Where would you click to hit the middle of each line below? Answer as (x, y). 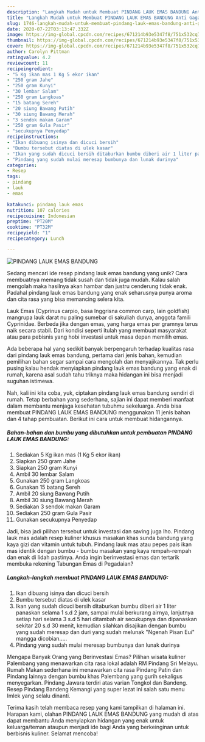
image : (15, 35)
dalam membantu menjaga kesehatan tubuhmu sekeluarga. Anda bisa (94, 406)
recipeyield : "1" (29, 233)
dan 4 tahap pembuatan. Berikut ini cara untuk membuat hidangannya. (95, 419)
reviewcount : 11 (27, 63)
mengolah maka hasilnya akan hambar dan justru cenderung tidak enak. (97, 286)
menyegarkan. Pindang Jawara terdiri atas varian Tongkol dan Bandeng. (97, 683)
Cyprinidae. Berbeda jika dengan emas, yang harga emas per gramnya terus (102, 323)
